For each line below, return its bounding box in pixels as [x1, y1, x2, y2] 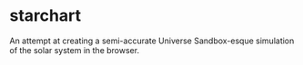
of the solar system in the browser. [9, 44, 139, 55]
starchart [9, 5, 82, 26]
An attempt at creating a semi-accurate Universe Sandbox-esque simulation [9, 35, 295, 46]
